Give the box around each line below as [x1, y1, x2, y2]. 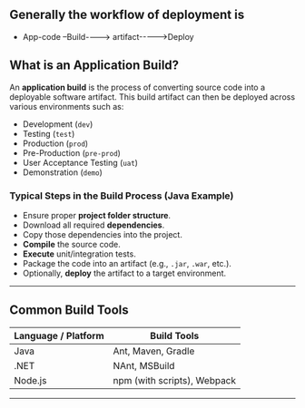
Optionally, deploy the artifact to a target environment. [22, 267, 227, 278]
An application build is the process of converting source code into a [9, 82, 266, 92]
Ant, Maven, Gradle [113, 345, 195, 357]
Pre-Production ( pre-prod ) [22, 147, 121, 158]
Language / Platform [14, 329, 104, 342]
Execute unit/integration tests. [22, 248, 136, 259]
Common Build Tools [9, 303, 129, 318]
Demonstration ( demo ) [22, 167, 103, 178]
